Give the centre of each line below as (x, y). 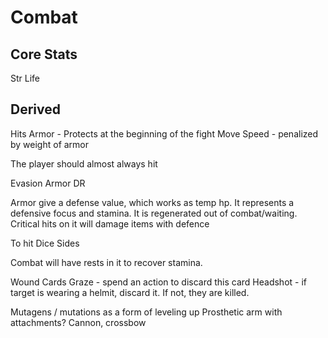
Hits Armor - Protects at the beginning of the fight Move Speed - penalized (164, 133)
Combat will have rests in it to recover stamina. (106, 262)
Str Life (25, 78)
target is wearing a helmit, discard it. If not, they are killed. (130, 292)
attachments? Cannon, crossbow (78, 322)
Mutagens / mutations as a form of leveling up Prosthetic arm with (146, 312)
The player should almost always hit (84, 163)
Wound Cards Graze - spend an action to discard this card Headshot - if (159, 282)
